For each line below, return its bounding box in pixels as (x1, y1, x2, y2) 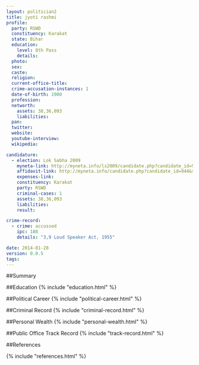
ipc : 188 (17, 229, 38, 235)
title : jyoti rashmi (6, 14, 57, 20)
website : (11, 130, 33, 137)
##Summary (6, 272, 37, 280)
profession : (11, 97, 41, 103)
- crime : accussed (11, 223, 57, 229)
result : (17, 207, 36, 213)
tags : (6, 256, 20, 262)
